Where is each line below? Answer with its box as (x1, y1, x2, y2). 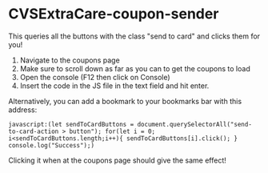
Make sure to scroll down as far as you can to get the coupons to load (19, 63, 250, 73)
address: (8, 105, 38, 115)
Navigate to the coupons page (19, 55, 120, 65)
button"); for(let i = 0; (69, 127, 156, 135)
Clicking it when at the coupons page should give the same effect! (8, 155, 226, 165)
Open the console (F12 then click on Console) (19, 72, 170, 82)
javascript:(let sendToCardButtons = (8, 120, 134, 128)
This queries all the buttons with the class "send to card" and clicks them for (8, 31, 261, 41)
